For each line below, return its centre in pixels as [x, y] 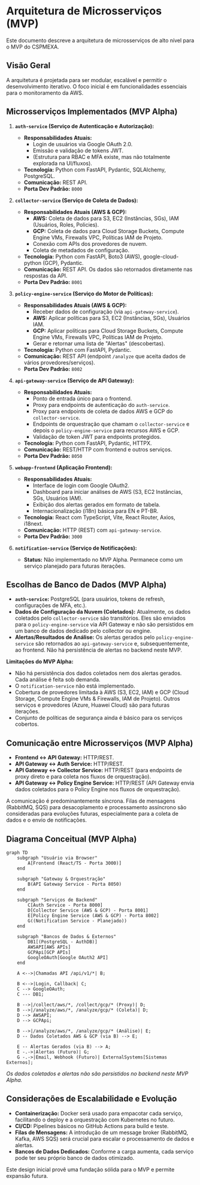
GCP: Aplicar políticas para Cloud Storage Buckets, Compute [108, 330]
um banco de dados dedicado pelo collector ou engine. [83, 631]
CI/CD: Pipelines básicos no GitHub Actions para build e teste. [92, 1126]
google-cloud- [161, 257]
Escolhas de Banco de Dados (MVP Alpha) [86, 585]
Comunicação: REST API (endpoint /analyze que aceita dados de [104, 356]
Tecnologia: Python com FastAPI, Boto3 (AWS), [83, 257]
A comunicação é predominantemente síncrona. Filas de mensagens [91, 801]
